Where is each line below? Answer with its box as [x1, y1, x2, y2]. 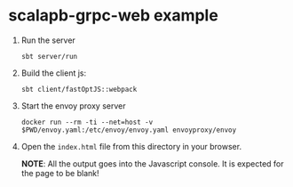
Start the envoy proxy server [20, 100, 126, 111]
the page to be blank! [20, 167, 99, 178]
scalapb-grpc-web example [8, 5, 218, 26]
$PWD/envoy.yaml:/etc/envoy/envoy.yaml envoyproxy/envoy [20, 126, 237, 134]
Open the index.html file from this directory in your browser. [20, 141, 242, 151]
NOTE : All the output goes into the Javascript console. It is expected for [20, 158, 284, 169]
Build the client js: [20, 68, 87, 78]
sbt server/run [20, 52, 78, 61]
